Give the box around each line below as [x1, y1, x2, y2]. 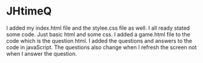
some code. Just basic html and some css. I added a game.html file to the [6, 30, 191, 38]
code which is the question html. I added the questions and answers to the [6, 37, 193, 44]
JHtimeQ [6, 4, 52, 18]
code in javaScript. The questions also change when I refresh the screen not [6, 44, 197, 51]
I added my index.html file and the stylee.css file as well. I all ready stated [6, 24, 190, 31]
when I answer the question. [6, 50, 77, 57]
